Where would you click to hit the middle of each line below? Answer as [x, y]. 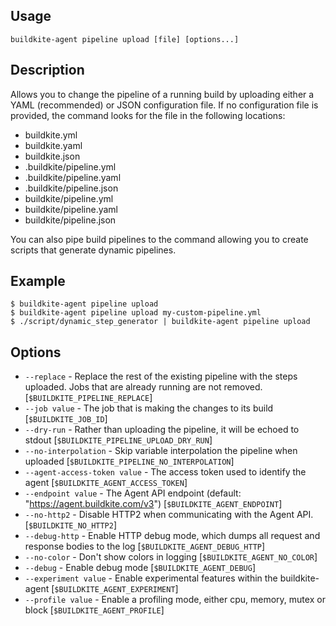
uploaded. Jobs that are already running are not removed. [143, 387]
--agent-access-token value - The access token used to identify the [165, 472]
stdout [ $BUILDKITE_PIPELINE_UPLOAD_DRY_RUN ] [118, 440]
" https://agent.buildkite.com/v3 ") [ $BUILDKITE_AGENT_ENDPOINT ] [153, 504]
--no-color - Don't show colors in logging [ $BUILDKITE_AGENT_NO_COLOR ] [171, 557]
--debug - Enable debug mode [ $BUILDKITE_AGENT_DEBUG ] [140, 568]
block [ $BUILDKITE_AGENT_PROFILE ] [94, 610]
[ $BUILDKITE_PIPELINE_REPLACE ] [88, 398]
